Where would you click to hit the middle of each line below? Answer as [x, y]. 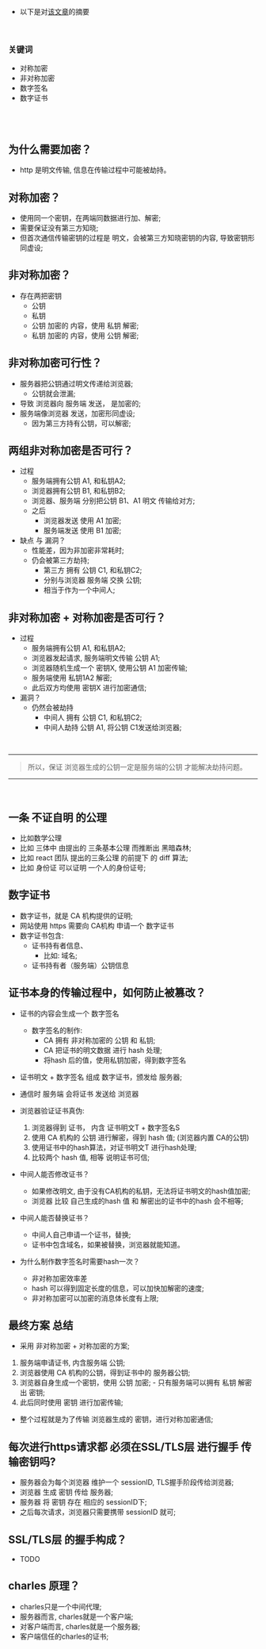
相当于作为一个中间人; [79, 590]
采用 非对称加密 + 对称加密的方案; [75, 1346]
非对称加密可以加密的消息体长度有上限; [95, 1298]
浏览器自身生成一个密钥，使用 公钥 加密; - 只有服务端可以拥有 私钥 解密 [136, 1382]
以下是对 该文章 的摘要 [54, 12]
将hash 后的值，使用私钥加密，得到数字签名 [115, 1060]
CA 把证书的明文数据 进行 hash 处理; [103, 1050]
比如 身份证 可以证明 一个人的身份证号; [83, 867]
